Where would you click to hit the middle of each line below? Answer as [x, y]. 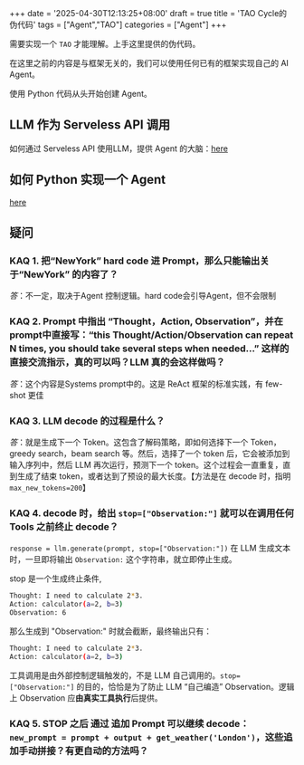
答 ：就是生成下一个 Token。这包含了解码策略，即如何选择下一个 [129, 442]
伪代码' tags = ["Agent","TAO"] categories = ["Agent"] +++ [118, 24]
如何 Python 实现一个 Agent [88, 180]
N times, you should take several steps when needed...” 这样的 [149, 349]
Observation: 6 [38, 612]
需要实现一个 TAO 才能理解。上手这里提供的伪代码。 [105, 44]
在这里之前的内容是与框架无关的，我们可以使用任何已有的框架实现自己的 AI [149, 63]
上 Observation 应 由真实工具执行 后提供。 [86, 698]
